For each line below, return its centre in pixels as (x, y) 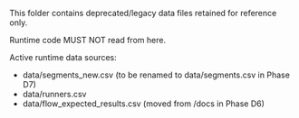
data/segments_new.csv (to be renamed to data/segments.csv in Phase (156, 75)
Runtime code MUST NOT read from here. (87, 40)
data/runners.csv (54, 94)
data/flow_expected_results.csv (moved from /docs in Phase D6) (144, 104)
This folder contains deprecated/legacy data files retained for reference (143, 13)
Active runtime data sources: (63, 57)
